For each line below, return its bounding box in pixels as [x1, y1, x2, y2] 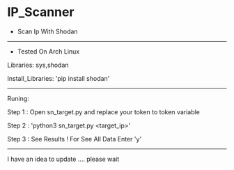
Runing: [7, 94, 29, 102]
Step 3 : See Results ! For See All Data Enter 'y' [7, 134, 141, 143]
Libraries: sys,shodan [7, 61, 69, 69]
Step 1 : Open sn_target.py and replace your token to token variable [7, 107, 201, 116]
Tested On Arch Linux [17, 47, 80, 56]
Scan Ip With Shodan [17, 27, 78, 36]
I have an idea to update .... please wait [7, 155, 120, 163]
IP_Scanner [7, 4, 75, 20]
